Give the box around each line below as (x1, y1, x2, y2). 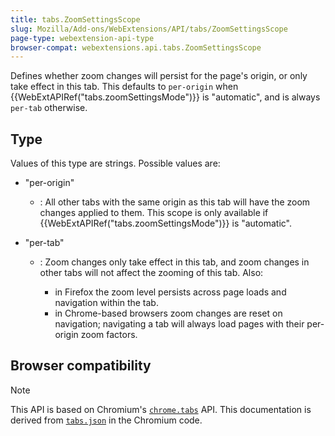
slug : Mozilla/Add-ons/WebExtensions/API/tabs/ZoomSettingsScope (10, 24, 288, 34)
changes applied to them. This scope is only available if (39, 207, 269, 219)
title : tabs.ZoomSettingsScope (10, 14, 141, 25)
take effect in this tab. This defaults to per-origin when (10, 81, 239, 93)
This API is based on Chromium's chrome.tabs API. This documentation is (10, 403, 312, 415)
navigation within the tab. (54, 297, 159, 309)
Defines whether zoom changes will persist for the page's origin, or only (10, 70, 308, 82)
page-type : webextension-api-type (10, 33, 155, 43)
